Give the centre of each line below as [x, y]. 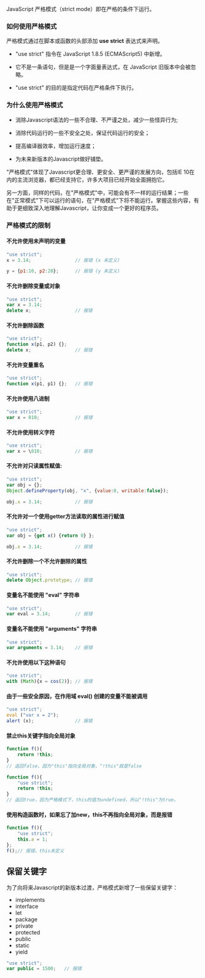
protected [28, 932]
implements [30, 899]
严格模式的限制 [29, 225]
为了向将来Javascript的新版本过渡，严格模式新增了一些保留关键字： [92, 887]
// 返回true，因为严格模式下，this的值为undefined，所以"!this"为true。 [92, 800]
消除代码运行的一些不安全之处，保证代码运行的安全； [83, 133]
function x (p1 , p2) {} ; [37, 345]
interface [27, 906]
